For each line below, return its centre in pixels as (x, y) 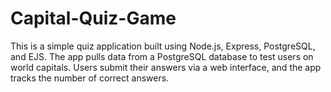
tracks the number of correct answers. (90, 78)
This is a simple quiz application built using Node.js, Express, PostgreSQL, (163, 46)
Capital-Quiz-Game (93, 18)
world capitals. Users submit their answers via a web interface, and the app (166, 67)
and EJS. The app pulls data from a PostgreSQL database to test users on (162, 56)
